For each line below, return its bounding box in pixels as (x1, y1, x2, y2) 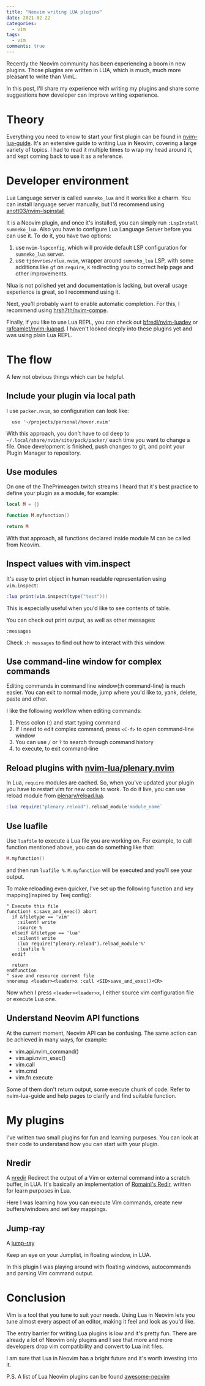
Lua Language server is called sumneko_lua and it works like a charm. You (6, 194, 191, 201)
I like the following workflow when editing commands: (6, 707, 142, 715)
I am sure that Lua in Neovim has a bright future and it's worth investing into (6, 1355, 198, 1362)
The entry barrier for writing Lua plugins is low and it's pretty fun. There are (6, 1330, 197, 1337)
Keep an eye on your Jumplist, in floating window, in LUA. (6, 1251, 152, 1259)
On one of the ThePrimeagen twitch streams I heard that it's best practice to (6, 483, 199, 490)
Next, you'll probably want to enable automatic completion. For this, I (6, 300, 180, 307)
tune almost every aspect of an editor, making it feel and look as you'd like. (6, 1318, 195, 1325)
